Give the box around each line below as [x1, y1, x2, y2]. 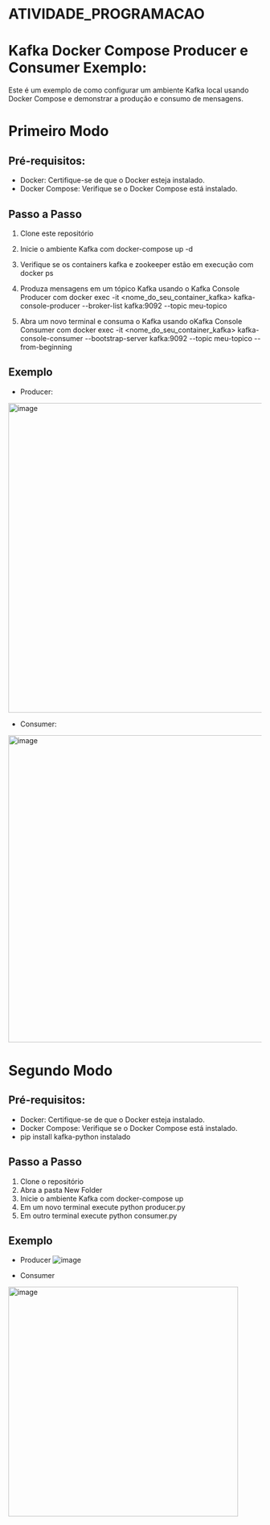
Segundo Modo [8, 1061, 113, 1079]
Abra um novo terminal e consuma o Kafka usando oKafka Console [19, 316, 243, 326]
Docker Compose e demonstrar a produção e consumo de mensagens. [8, 94, 243, 104]
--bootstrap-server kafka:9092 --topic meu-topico [84, 333, 253, 343]
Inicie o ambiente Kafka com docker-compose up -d [19, 244, 194, 253]
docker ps [19, 268, 54, 277]
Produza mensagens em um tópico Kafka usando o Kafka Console [19, 283, 239, 294]
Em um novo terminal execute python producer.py [19, 1202, 186, 1211]
